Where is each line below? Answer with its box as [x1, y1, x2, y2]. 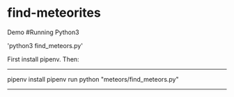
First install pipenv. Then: [7, 54, 79, 64]
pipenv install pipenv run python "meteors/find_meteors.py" [7, 75, 179, 83]
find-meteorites [7, 5, 101, 21]
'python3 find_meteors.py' [7, 41, 84, 50]
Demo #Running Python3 [7, 28, 79, 36]
